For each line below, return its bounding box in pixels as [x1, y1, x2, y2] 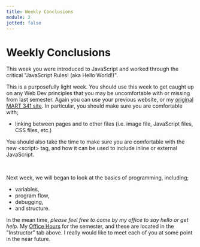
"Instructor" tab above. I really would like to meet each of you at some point [6, 229, 193, 236]
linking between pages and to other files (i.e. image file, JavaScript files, [14, 120, 193, 127]
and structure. [14, 205, 50, 212]
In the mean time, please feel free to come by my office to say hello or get [6, 216, 189, 224]
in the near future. [6, 236, 51, 243]
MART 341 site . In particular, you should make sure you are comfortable [6, 102, 183, 109]
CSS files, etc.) [14, 127, 52, 134]
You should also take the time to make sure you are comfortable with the [6, 138, 185, 145]
